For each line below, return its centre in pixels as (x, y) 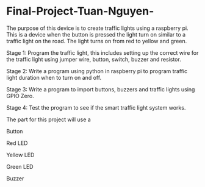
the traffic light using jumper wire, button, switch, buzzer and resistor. (94, 59)
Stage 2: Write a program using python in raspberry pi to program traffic (97, 71)
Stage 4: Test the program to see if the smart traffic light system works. (96, 107)
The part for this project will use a (49, 119)
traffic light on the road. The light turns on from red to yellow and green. (97, 41)
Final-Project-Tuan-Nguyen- (80, 11)
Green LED (20, 166)
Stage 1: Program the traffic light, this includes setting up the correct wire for (103, 52)
